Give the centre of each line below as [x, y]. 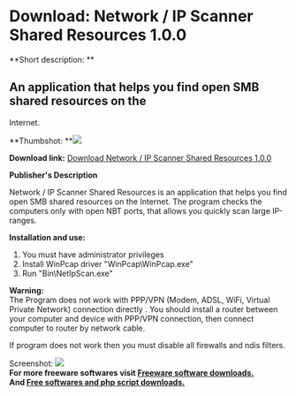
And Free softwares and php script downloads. [97, 382]
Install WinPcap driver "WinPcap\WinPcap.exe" [108, 263]
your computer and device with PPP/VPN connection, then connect [132, 318]
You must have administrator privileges [93, 255]
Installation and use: [47, 237]
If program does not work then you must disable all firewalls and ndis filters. [147, 345]
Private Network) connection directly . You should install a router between [144, 309]
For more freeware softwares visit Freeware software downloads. [132, 372]
